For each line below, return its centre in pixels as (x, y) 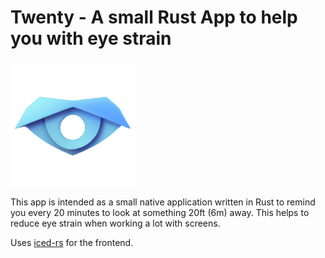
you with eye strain (91, 38)
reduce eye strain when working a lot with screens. (115, 223)
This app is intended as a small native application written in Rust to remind (163, 202)
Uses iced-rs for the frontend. (72, 242)
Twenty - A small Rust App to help (154, 17)
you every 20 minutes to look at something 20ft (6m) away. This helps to (160, 212)
